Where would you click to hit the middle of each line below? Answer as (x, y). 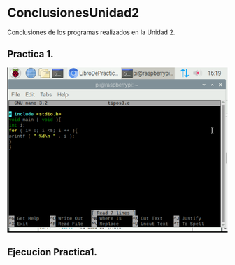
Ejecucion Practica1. (52, 252)
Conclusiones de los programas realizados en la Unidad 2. (91, 32)
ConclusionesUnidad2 (73, 13)
